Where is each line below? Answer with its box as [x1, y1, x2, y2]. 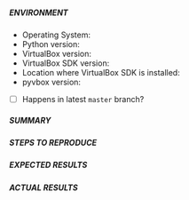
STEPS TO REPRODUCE [9, 138, 98, 148]
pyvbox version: [21, 76, 82, 87]
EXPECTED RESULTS [9, 160, 88, 171]
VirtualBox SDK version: [21, 58, 110, 68]
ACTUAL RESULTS [9, 182, 78, 193]
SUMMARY [9, 115, 51, 125]
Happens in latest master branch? [21, 93, 145, 104]
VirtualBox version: [21, 48, 91, 59]
